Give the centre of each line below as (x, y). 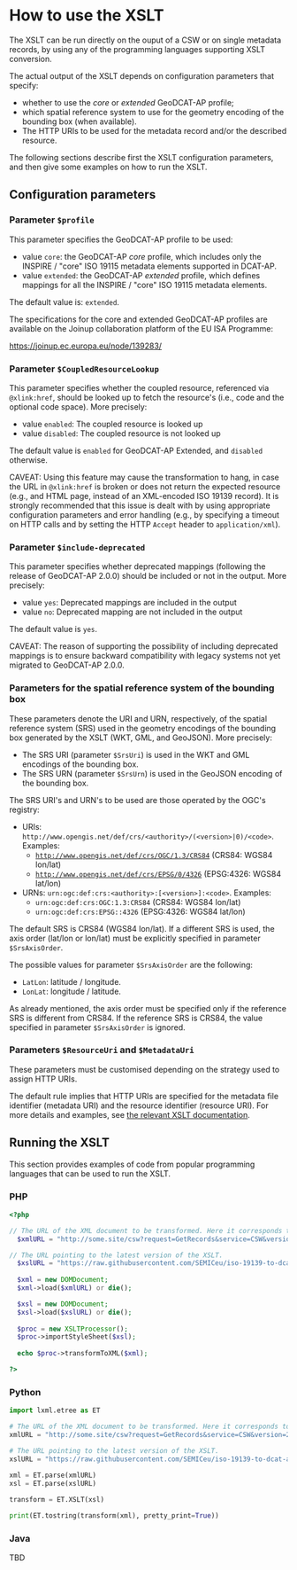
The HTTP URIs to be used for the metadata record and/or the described (154, 130)
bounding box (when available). (79, 121)
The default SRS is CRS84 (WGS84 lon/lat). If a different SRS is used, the (142, 928)
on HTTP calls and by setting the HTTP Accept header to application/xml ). (145, 524)
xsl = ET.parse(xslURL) (53, 1484)
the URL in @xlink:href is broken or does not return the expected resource (145, 486)
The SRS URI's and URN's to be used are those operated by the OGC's (138, 800)
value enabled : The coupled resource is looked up (112, 424)
